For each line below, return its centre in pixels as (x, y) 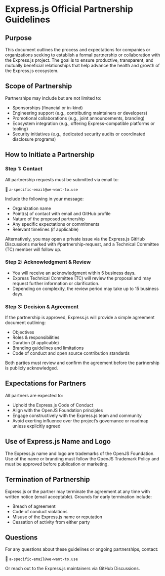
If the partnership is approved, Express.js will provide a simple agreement (80, 318)
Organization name (32, 208)
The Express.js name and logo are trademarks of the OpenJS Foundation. (80, 453)
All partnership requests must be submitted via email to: (62, 179)
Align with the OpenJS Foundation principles (58, 410)
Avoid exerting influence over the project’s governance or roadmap (80, 420)
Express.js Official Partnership (69, 9)
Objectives (23, 332)
